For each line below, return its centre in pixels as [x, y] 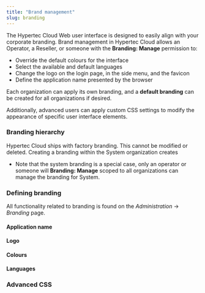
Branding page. [26, 213]
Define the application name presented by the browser [84, 80]
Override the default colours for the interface [72, 60]
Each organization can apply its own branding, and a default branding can [100, 91]
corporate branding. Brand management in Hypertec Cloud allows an [93, 42]
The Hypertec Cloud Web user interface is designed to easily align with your [102, 35]
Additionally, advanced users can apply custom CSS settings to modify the [100, 110]
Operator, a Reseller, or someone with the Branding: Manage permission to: [102, 48]
